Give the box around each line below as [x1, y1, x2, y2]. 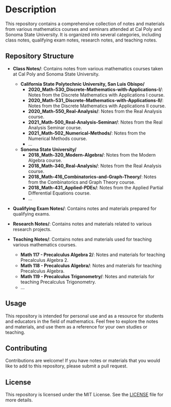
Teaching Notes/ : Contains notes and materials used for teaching [12, 236, 152, 242]
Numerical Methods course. [28, 135, 87, 142]
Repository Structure [5, 52, 74, 61]
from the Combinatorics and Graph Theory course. [28, 179, 136, 185]
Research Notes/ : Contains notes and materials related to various [12, 221, 152, 227]
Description [5, 4, 56, 15]
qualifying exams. [12, 210, 50, 217]
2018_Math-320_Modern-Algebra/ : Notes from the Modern [28, 151, 156, 158]
